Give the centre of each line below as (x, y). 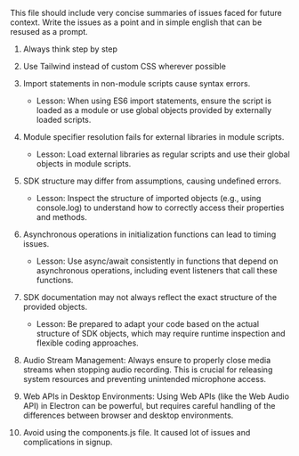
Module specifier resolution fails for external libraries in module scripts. (154, 137)
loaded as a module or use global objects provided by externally (154, 110)
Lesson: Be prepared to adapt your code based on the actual (148, 324)
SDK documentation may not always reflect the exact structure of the (150, 297)
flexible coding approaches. (87, 343)
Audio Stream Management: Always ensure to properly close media (147, 360)
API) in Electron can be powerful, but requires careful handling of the (149, 406)
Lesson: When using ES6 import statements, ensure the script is (154, 101)
